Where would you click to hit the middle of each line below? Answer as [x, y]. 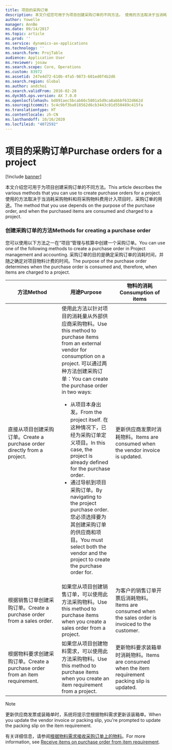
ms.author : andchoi [26, 86]
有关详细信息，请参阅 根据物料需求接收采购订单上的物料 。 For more [76, 736]
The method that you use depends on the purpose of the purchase [85, 205]
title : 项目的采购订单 [27, 10]
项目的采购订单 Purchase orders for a [84, 151]
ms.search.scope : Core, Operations [43, 67]
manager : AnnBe [21, 24]
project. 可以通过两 [84, 363]
